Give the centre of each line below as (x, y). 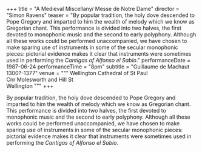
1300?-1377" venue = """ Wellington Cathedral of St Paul (77, 73)
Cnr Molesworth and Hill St (40, 79)
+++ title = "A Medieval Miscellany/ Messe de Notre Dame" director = (93, 9)
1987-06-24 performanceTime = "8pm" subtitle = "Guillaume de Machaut (98, 67)
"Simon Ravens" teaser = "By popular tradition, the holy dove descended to (101, 15)
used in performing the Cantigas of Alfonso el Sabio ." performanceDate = (99, 60)
